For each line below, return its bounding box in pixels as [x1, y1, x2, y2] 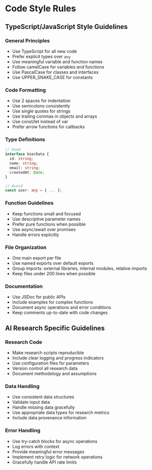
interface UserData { [5, 152, 49, 157]
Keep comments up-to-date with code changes [12, 310, 108, 315]
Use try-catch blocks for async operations [12, 438, 98, 444]
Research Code [5, 339, 43, 345]
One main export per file [12, 255, 62, 261]
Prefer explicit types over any [12, 53, 71, 59]
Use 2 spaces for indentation [12, 98, 71, 104]
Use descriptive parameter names [12, 216, 81, 222]
